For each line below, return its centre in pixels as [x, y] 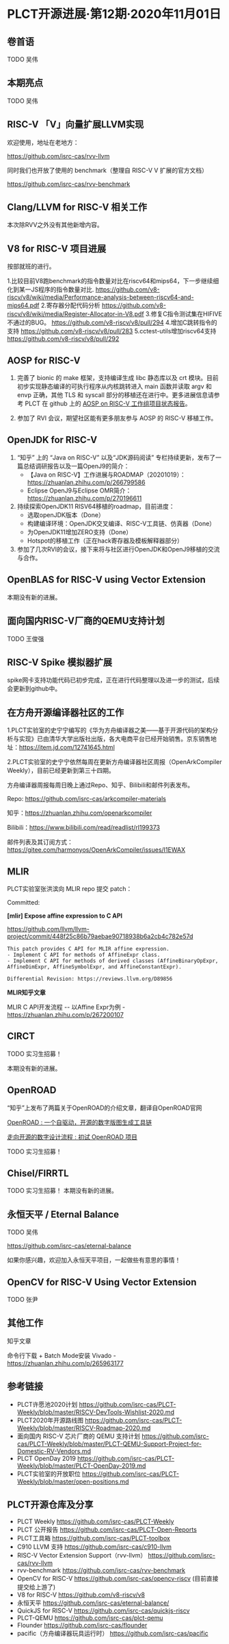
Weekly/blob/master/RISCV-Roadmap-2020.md [84, 1428]
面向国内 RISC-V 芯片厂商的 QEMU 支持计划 [79, 1436]
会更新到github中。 [34, 689]
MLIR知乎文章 [27, 992]
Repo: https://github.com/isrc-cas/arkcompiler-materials [86, 799]
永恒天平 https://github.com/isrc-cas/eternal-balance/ [93, 1603]
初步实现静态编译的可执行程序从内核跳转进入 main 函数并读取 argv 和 [114, 386]
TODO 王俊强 [26, 639]
